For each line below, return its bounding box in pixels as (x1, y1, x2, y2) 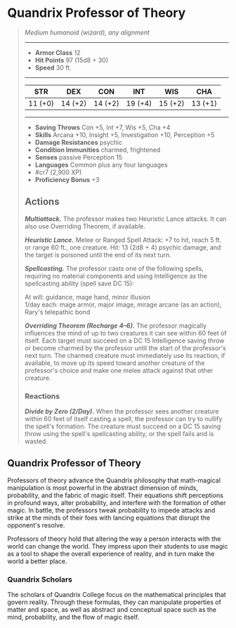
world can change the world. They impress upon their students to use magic (7, 542, 228, 550)
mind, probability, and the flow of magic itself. (7, 613, 140, 622)
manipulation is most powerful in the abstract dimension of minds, (7, 483, 199, 492)
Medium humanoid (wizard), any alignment (24, 28, 150, 37)
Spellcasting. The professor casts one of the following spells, (24, 264, 204, 272)
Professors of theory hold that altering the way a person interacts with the (7, 534, 221, 543)
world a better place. (7, 557, 67, 565)
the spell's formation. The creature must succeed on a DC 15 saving (24, 422, 221, 430)
